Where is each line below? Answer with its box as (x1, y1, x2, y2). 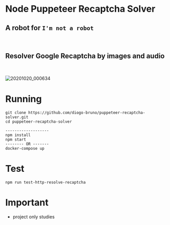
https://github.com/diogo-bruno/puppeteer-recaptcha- (28, 110, 145, 115)
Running (5, 93, 42, 105)
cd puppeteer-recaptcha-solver (5, 119, 72, 124)
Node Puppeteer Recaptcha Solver (5, 3, 156, 15)
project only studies (12, 213, 55, 220)
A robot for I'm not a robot (5, 24, 94, 32)
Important (5, 196, 49, 208)
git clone (5, 110, 27, 115)
